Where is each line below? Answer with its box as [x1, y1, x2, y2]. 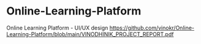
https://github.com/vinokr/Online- [109, 24, 195, 31]
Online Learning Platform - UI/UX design [6, 24, 108, 31]
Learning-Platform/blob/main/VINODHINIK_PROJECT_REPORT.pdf [6, 30, 174, 37]
